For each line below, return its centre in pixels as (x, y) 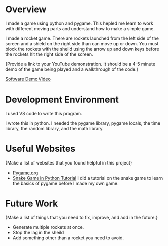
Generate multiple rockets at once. (48, 227)
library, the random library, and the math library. (54, 128)
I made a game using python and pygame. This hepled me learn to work (79, 23)
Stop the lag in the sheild (38, 232)
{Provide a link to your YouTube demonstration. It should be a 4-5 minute (80, 64)
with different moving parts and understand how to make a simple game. (80, 28)
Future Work (32, 203)
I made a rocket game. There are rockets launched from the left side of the (82, 38)
